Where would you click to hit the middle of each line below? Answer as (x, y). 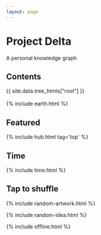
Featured (23, 122)
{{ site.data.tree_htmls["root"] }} (45, 91)
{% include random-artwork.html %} (51, 203)
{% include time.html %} (36, 170)
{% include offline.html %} (39, 226)
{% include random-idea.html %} (47, 215)
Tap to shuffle (32, 189)
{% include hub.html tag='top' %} (47, 137)
